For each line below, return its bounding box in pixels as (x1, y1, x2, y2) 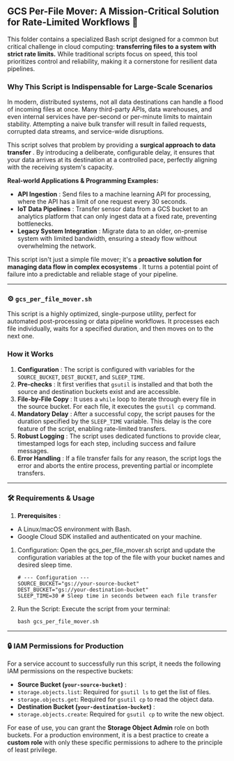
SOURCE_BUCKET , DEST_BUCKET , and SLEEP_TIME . (17, 372, 145, 381)
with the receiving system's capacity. (7, 163, 114, 171)
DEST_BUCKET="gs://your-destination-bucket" (17, 586, 149, 593)
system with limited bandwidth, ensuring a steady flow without (17, 235, 197, 243)
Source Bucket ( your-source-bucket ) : (17, 680, 127, 689)
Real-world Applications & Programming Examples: (7, 177, 159, 185)
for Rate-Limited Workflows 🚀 (7, 17, 139, 29)
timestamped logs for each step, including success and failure (17, 439, 196, 448)
